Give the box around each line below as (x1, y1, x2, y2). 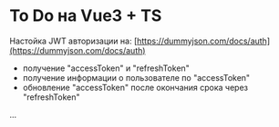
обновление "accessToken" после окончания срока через (22, 82, 249, 93)
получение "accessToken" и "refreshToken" (22, 63, 190, 73)
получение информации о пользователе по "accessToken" (22, 72, 251, 83)
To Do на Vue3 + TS (9, 5, 162, 26)
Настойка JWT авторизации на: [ (9, 35, 138, 46)
